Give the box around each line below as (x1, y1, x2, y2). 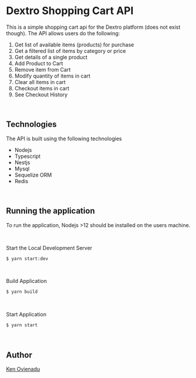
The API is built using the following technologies (6, 135, 122, 142)
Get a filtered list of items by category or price (14, 47, 126, 54)
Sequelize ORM (14, 171, 52, 178)
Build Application (6, 278, 47, 285)
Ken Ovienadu (6, 366, 40, 372)
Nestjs (14, 158, 30, 166)
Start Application (6, 311, 47, 318)
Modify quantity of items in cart (14, 72, 91, 79)
